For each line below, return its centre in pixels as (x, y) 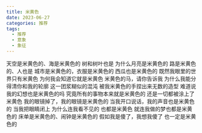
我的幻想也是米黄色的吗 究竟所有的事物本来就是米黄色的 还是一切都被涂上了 (100, 94)
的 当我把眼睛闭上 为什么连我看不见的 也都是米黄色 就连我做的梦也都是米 (97, 109)
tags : (13, 29)
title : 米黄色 (23, 12)
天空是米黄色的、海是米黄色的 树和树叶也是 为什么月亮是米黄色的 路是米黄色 (101, 63)
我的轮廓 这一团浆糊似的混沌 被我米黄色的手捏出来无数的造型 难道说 (112, 86)
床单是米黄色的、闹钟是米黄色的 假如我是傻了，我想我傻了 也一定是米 (104, 116)
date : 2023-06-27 (28, 18)
